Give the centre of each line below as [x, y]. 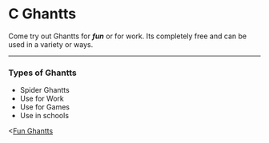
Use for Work [42, 99]
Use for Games [45, 107]
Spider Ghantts [44, 90]
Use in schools [44, 116]
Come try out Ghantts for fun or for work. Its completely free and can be [127, 36]
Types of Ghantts [43, 73]
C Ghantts [42, 14]
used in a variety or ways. [51, 44]
